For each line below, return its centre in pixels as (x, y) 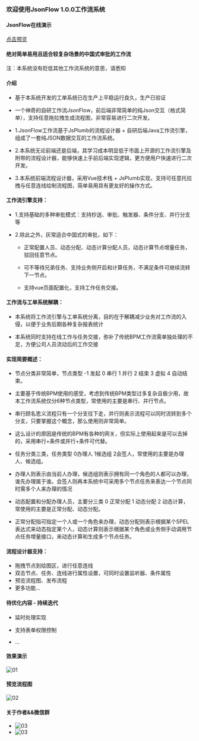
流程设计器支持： (27, 551)
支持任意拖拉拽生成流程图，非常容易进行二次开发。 (90, 117)
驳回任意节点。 (42, 255)
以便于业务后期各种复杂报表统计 (64, 324)
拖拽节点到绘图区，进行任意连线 (54, 566)
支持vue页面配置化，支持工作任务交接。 (72, 287)
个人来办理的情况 (51, 489)
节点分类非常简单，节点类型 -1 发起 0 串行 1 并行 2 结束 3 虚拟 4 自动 (98, 373)
